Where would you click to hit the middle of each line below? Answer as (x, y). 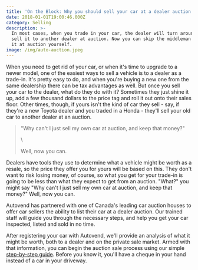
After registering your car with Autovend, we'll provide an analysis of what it (98, 235)
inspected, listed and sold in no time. (51, 224)
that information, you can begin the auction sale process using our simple (95, 248)
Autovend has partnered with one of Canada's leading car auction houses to (99, 205)
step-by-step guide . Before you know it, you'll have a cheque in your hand (96, 254)
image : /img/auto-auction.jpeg (44, 50)
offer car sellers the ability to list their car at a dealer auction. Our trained (94, 211)
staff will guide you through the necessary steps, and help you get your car (97, 218)
